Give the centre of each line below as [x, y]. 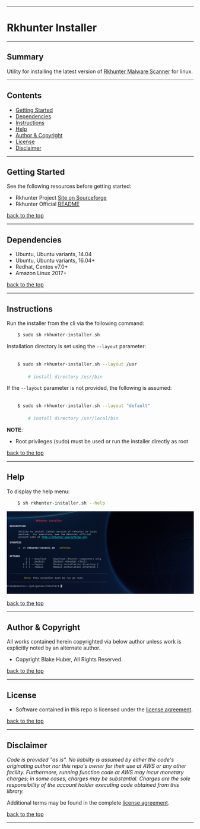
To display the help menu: [38, 491]
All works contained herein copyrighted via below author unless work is [94, 642]
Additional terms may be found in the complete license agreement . [88, 802]
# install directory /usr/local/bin [73, 418]
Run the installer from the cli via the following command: [76, 323]
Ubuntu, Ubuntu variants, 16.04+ [55, 261]
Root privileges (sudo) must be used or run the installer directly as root [102, 441]
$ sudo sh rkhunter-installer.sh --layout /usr [77, 364]
